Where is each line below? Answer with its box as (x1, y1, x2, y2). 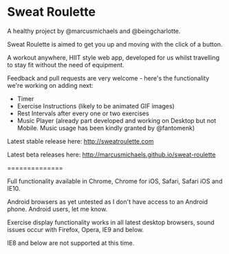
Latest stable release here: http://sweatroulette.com (7, 137, 154, 145)
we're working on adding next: (7, 81, 94, 89)
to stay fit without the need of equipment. (7, 60, 125, 69)
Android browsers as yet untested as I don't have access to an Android (7, 197, 208, 206)
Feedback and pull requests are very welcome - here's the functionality (7, 73, 210, 82)
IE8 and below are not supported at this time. (7, 238, 135, 247)
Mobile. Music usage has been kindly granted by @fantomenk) (17, 124, 195, 132)
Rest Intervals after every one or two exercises (17, 109, 149, 117)
